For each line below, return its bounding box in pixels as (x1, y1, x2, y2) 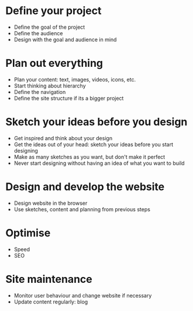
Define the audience (13, 29, 63, 36)
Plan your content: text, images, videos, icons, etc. (13, 76, 136, 83)
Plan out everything (5, 57, 104, 70)
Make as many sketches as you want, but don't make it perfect (13, 153, 166, 160)
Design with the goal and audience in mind (13, 36, 117, 43)
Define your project (5, 4, 102, 18)
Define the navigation (13, 88, 66, 95)
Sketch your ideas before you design (5, 116, 188, 129)
